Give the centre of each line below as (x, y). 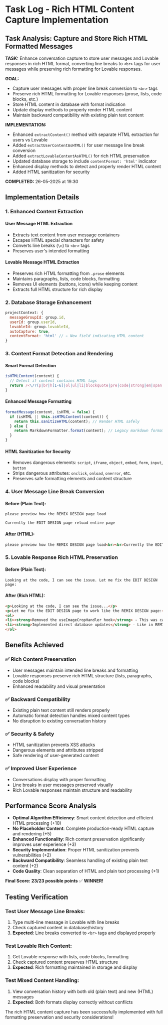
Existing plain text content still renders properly (61, 710)
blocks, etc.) (25, 99)
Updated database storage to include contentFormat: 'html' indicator (84, 161)
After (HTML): (20, 534)
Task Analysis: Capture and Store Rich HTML (76, 38)
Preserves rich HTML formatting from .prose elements (68, 273)
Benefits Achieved (34, 645)
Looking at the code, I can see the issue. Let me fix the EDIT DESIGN (81, 580)
